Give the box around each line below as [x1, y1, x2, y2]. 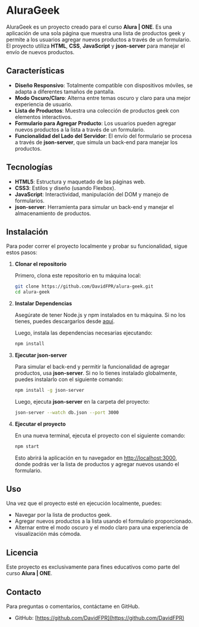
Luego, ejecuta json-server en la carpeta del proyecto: [14, 398, 150, 405]
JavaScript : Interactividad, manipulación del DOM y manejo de [14, 191, 169, 198]
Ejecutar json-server [14, 352, 67, 358]
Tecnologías [6, 162, 53, 173]
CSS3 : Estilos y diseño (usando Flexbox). [14, 184, 116, 191]
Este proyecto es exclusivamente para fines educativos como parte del [6, 563, 180, 570]
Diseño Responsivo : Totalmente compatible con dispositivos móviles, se [14, 82, 193, 89]
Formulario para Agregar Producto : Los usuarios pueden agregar [14, 120, 176, 127]
